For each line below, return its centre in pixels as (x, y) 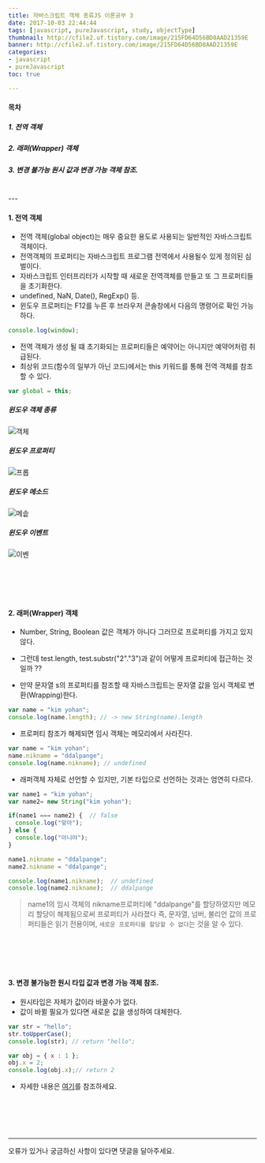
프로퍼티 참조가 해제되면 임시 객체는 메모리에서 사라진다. (106, 733)
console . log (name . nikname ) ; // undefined (77, 763)
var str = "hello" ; (40, 1026)
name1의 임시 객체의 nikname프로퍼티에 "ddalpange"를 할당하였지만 (134, 904)
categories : (28, 52)
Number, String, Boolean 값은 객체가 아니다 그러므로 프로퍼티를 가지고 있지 (136, 632)
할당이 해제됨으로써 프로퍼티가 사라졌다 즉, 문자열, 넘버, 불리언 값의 (139, 914)
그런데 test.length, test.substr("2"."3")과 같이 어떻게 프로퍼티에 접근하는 (132, 658)
